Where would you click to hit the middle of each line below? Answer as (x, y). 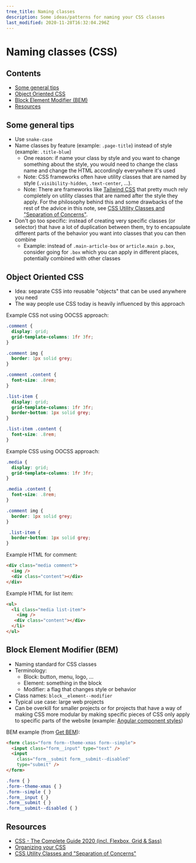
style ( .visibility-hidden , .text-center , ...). (78, 183)
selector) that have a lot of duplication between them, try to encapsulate (102, 227)
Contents (24, 73)
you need (26, 298)
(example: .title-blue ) (43, 152)
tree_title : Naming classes (41, 12)
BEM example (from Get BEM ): (43, 732)
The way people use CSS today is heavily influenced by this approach (99, 304)
